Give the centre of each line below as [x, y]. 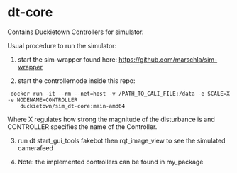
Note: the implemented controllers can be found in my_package [110, 162]
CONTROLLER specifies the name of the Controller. [82, 127]
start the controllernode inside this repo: [76, 80]
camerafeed [35, 148]
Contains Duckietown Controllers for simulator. [76, 32]
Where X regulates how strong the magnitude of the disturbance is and [111, 119]
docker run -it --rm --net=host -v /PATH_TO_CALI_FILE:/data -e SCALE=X [120, 94]
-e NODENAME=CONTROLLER [43, 100]
